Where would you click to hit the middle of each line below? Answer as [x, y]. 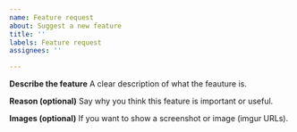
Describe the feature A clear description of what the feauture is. [128, 84]
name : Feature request [51, 17]
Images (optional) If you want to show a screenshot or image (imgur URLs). [149, 119]
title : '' [28, 34]
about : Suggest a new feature [66, 26]
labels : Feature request [55, 42]
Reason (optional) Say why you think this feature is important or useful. [141, 101]
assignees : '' [36, 51]
